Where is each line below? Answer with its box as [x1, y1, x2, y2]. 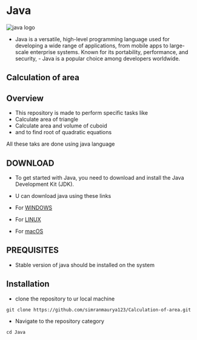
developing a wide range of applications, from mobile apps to [15, 42, 169, 49]
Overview [6, 93, 44, 103]
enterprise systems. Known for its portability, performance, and [30, 48, 189, 55]
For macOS [15, 227, 44, 234]
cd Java [6, 329, 26, 335]
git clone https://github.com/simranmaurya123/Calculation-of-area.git [6, 307, 191, 313]
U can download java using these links [15, 192, 112, 199]
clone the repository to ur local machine [15, 295, 115, 302]
